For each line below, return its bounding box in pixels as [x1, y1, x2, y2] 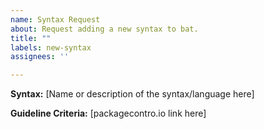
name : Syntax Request [10, 14, 101, 25]
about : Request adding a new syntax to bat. [10, 24, 199, 34]
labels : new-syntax [10, 42, 92, 53]
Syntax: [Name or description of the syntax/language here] [10, 88, 255, 100]
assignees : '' [10, 52, 70, 62]
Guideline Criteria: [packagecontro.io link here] [10, 107, 207, 120]
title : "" [10, 33, 52, 43]
